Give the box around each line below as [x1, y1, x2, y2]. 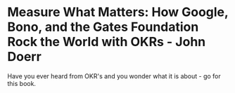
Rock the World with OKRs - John [7, 34, 206, 50]
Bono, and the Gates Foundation [7, 19, 199, 35]
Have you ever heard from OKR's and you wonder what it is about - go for [7, 71, 222, 80]
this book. [7, 79, 37, 87]
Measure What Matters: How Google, [7, 4, 229, 20]
